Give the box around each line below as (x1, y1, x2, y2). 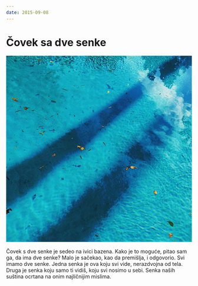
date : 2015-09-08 (6, 9, 49, 15)
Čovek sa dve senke (6, 35, 107, 49)
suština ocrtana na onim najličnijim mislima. (6, 272, 111, 280)
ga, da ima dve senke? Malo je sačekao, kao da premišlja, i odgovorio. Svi (6, 254, 185, 261)
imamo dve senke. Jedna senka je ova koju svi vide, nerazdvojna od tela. (6, 260, 183, 267)
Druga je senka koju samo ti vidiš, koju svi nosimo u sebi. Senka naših (6, 266, 176, 274)
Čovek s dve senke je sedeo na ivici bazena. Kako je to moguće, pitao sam (6, 248, 187, 255)
